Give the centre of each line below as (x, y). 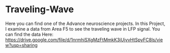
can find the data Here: (29, 34)
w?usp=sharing (22, 45)
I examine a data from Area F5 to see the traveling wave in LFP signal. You (83, 29)
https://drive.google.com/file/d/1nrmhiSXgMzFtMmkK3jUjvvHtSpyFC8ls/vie (84, 40)
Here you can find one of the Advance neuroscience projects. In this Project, (85, 23)
